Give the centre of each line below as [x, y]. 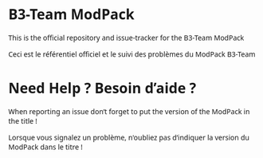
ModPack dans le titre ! [46, 146]
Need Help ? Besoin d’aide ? [102, 88]
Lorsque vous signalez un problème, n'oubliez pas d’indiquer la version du [129, 137]
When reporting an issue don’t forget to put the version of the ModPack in [129, 111]
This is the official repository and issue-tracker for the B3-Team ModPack [126, 38]
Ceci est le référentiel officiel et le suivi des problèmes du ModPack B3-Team [132, 54]
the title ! [23, 121]
